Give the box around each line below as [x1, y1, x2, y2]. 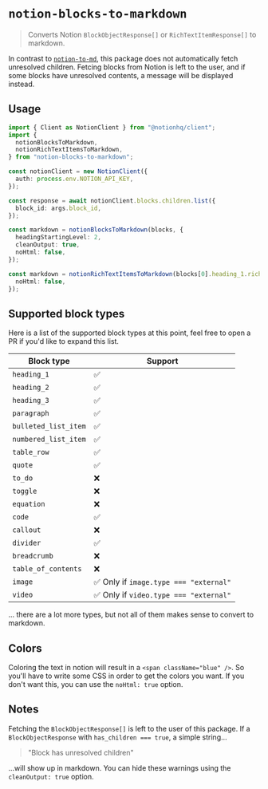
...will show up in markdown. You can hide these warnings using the [8, 763, 231, 772]
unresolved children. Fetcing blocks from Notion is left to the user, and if [8, 62, 246, 72]
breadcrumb [12, 551, 53, 561]
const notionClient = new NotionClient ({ [8, 168, 148, 176]
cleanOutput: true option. [8, 771, 94, 781]
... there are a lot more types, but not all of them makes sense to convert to [8, 610, 254, 620]
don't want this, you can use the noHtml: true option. [8, 680, 183, 688]
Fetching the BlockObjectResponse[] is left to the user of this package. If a [8, 724, 250, 733]
